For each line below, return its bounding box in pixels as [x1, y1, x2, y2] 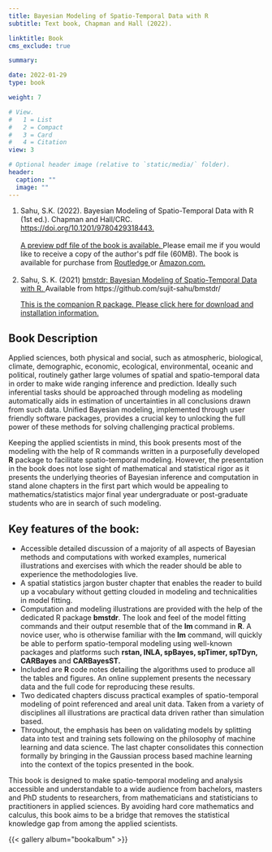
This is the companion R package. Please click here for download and [19, 299, 254, 309]
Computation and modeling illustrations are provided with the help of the [19, 604, 263, 614]
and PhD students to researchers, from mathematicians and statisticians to [8, 793, 258, 802]
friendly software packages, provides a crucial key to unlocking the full [8, 413, 246, 423]
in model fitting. [19, 596, 73, 605]
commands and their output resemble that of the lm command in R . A [19, 622, 252, 631]
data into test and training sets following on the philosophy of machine [19, 734, 256, 744]
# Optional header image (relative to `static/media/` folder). [8, 160, 231, 169]
